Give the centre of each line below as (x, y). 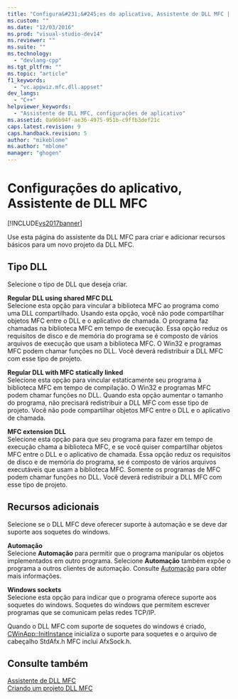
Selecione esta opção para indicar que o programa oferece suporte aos (112, 597)
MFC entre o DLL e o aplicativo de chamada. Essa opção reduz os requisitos (119, 454)
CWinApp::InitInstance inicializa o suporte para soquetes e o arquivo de (112, 633)
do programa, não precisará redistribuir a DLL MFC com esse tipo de (108, 403)
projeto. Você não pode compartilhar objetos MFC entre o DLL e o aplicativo (119, 410)
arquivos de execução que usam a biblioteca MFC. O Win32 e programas (114, 343)
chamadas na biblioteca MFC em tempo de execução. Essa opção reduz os (118, 328)
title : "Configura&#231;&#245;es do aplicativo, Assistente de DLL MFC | (119, 14)
